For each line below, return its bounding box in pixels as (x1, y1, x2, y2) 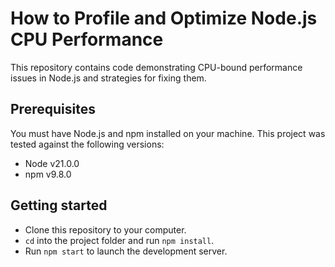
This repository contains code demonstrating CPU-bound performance (10, 61, 303, 73)
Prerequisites (10, 101, 96, 118)
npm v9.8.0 (24, 168, 72, 180)
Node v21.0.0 (24, 157, 80, 169)
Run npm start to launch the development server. (24, 245, 228, 257)
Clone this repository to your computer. (24, 223, 187, 236)
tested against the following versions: (10, 138, 165, 150)
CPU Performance (10, 28, 164, 51)
